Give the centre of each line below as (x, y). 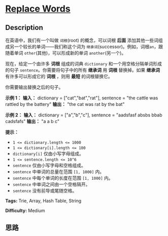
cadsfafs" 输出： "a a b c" (32, 121)
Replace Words (38, 9)
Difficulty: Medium (25, 210)
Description (24, 28)
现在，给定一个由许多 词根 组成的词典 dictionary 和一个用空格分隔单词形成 (84, 64)
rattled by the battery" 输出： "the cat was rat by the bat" (65, 104)
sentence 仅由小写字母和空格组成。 (49, 165)
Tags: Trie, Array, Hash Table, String (43, 201)
